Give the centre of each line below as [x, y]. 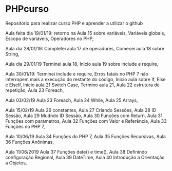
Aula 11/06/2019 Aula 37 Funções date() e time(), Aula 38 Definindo [76, 151]
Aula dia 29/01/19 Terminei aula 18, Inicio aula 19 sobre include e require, [82, 64]
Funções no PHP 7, [25, 126]
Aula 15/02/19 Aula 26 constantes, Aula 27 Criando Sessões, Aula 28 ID [81, 110]
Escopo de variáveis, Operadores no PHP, [50, 39]
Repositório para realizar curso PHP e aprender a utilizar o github [74, 23]
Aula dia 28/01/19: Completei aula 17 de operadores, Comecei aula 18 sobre [85, 48]
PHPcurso [27, 9]
